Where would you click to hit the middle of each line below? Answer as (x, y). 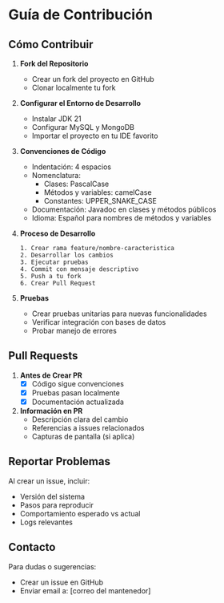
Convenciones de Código (63, 151)
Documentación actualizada (78, 402)
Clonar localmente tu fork (74, 87)
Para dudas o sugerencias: (52, 566)
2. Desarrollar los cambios (66, 255)
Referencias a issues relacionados (88, 428)
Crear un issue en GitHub (62, 582)
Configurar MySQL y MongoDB (83, 127)
